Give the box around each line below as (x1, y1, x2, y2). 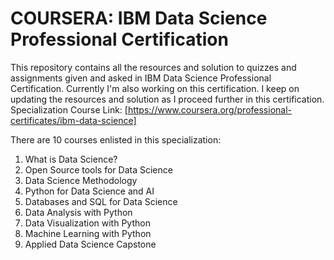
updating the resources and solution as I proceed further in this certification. (10, 93, 325, 105)
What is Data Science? (24, 153, 118, 165)
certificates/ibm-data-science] (10, 114, 137, 126)
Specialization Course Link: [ (10, 103, 128, 116)
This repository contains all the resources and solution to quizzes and (10, 61, 297, 73)
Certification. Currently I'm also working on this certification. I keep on (10, 82, 300, 94)
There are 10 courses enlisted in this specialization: (10, 133, 222, 146)
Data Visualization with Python (24, 217, 151, 229)
